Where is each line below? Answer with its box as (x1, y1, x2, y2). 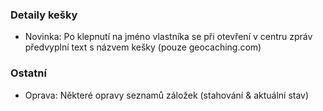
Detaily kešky (10, 8, 78, 22)
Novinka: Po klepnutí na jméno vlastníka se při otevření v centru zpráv (24, 31, 313, 43)
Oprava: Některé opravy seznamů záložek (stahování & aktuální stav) (24, 89, 310, 101)
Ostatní (10, 66, 47, 80)
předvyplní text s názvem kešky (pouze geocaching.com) (24, 41, 262, 53)
